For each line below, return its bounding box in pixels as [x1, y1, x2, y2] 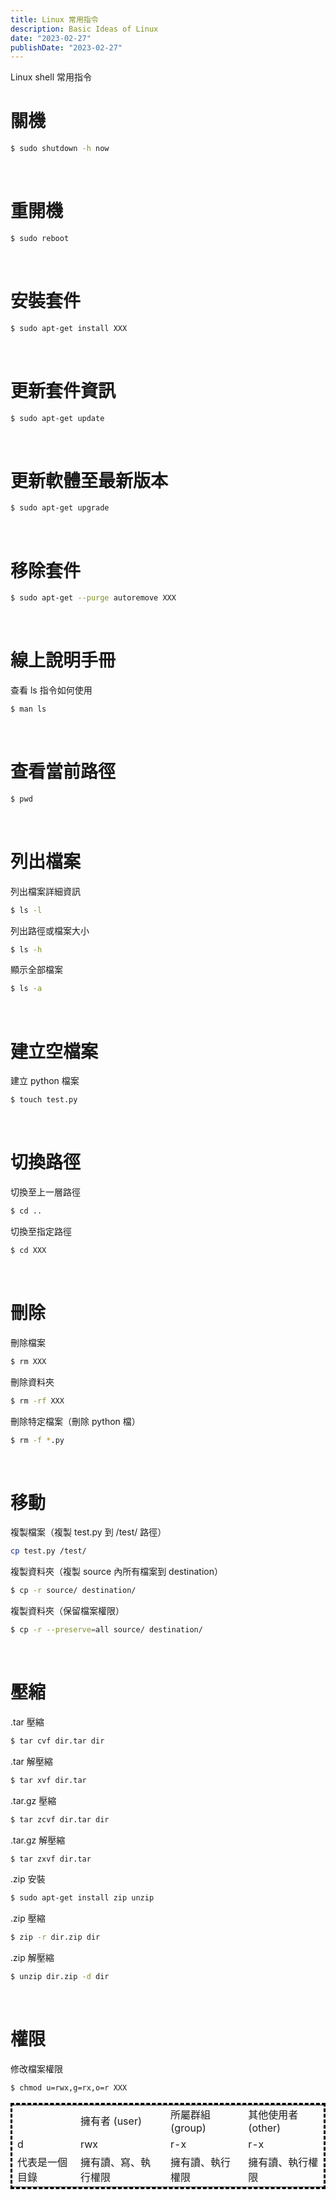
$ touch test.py [10, 1095, 78, 1105]
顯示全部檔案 [10, 964, 63, 976]
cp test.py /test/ [10, 1546, 87, 1556]
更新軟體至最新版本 [10, 469, 169, 492]
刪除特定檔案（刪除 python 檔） [10, 1415, 141, 1427]
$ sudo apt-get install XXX [10, 323, 128, 333]
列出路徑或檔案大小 [10, 924, 90, 936]
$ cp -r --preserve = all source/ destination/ [10, 1625, 203, 1635]
